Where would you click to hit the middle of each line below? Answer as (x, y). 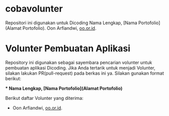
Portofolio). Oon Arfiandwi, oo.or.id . (59, 28)
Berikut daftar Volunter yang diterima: (44, 98)
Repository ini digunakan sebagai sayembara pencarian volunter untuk (79, 62)
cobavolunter (34, 9)
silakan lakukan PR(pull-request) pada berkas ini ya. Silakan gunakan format (85, 73)
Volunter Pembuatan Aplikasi (68, 49)
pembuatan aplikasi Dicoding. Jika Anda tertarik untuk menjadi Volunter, (80, 68)
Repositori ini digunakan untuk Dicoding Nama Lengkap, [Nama (71, 23)
